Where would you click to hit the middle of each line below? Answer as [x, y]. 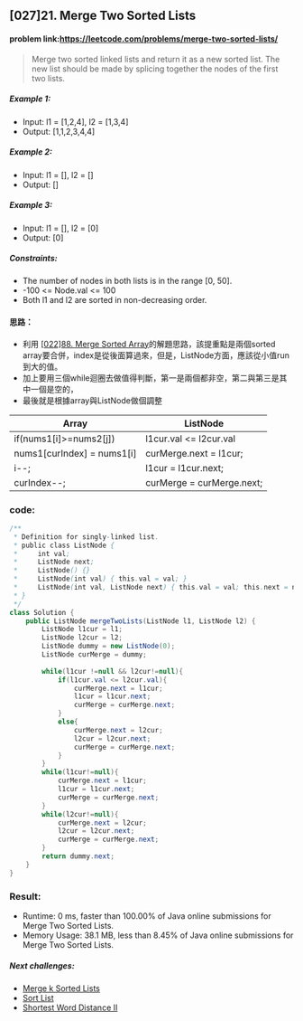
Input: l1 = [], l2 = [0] [60, 228]
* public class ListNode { [64, 545]
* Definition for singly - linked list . [86, 537]
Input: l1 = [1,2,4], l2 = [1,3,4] [75, 121]
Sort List [38, 997]
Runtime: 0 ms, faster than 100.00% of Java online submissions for [147, 916]
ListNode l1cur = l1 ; [83, 629]
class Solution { [42, 612]
